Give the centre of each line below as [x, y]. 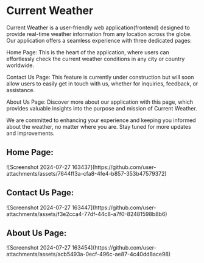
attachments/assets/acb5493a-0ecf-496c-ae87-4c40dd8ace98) [89, 254]
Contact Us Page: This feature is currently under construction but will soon [100, 77]
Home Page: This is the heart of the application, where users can [88, 52]
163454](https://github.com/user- [114, 248]
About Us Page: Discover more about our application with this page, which [100, 102]
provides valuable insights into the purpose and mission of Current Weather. [102, 108]
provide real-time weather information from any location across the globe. [99, 34]
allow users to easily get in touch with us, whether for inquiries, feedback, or [102, 84]
